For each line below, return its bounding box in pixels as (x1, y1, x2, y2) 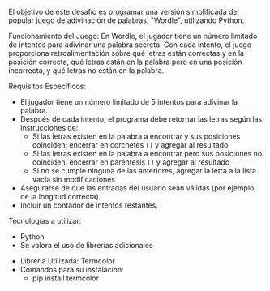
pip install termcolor (32, 273, 100, 283)
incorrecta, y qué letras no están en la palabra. (8, 66, 165, 75)
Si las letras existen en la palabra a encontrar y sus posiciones (32, 131, 241, 141)
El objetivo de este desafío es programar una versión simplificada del (8, 7, 239, 16)
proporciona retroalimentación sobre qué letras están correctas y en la (8, 49, 245, 58)
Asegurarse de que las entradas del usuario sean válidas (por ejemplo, (19, 183, 257, 193)
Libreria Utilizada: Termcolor (19, 256, 115, 266)
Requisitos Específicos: (8, 81, 87, 91)
